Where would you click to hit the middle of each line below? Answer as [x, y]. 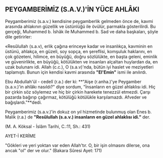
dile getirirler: [19, 37]
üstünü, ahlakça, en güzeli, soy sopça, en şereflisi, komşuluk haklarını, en [79, 51]
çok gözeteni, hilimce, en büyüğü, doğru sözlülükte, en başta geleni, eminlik [81, 57]
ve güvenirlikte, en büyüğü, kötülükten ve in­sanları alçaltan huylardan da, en [81, 61]
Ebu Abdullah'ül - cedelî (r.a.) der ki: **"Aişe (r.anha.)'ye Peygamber [73, 81]
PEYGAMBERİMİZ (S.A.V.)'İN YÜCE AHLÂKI [72, 10]
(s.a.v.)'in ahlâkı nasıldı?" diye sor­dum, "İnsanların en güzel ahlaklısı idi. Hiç [80, 87]
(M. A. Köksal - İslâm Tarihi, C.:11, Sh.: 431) [48, 126]
